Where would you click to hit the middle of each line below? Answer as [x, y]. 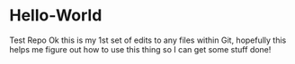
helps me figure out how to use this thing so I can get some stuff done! [140, 49]
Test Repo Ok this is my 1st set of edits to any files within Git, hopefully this [148, 40]
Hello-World [56, 16]
